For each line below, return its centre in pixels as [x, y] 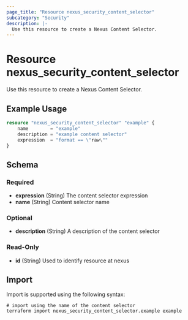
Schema [22, 165]
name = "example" [49, 128]
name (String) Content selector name [62, 202]
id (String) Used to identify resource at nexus [72, 261]
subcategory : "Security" [38, 18]
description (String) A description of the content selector [88, 231]
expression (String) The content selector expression [81, 196]
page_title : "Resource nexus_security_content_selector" [81, 12]
